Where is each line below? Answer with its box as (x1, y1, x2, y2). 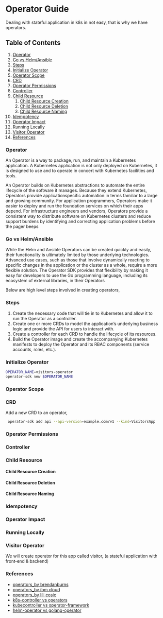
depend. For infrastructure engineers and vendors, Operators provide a (5, 208, 148, 214)
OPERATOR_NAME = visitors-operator (5, 369, 73, 375)
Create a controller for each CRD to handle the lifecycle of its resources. (12, 331, 157, 337)
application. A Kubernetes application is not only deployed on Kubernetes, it (5, 163, 157, 169)
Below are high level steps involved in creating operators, (5, 287, 120, 293)
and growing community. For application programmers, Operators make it (5, 198, 152, 204)
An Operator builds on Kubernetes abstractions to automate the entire (5, 182, 145, 188)
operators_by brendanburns (12, 582, 69, 587)
